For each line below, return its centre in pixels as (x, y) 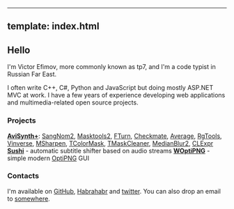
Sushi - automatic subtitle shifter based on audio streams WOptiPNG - (109, 150)
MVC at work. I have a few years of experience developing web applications (116, 95)
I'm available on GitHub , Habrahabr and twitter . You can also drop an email (114, 191)
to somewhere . (29, 199)
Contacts (23, 176)
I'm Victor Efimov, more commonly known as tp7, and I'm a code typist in (111, 67)
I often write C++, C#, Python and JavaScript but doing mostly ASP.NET (110, 88)
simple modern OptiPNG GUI (48, 158)
